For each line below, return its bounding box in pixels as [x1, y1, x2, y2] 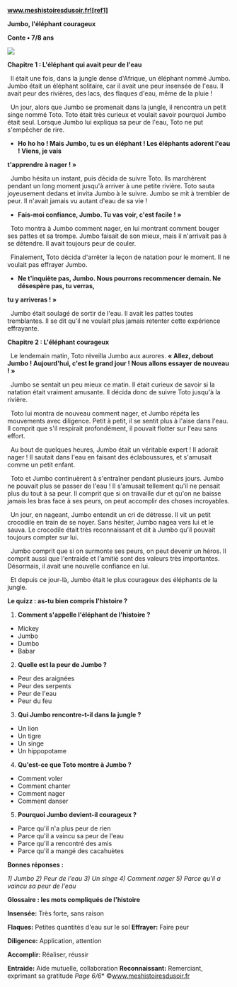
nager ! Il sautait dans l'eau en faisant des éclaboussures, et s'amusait [7, 453, 212, 461]
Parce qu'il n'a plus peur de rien [17, 824, 111, 833]
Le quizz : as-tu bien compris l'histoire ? [7, 597, 128, 605]
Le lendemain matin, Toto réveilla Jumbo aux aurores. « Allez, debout [10, 352, 214, 360]
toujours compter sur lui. [7, 533, 79, 541]
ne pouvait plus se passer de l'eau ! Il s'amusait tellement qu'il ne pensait [7, 481, 221, 490]
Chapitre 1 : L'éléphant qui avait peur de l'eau [7, 60, 142, 69]
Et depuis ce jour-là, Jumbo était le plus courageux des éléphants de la [10, 576, 218, 583]
